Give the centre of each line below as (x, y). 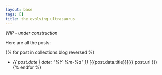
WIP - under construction (31, 33)
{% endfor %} (27, 67)
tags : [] (14, 14)
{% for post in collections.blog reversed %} (50, 52)
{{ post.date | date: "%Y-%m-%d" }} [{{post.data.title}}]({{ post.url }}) (85, 62)
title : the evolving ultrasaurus (40, 19)
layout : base (19, 10)
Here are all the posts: (28, 43)
